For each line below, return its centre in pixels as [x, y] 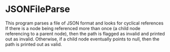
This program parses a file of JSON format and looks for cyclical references [84, 23]
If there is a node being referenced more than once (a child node [73, 28]
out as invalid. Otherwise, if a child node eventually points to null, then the [82, 39]
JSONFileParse [38, 9]
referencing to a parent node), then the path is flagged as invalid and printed [85, 33]
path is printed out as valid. [34, 44]
